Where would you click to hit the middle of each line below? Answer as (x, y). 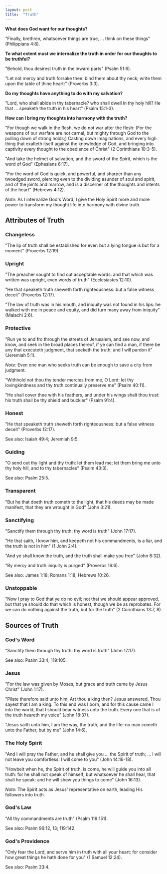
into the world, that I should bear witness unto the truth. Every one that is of (83, 710)
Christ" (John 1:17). (25, 689)
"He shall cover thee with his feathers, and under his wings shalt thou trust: (83, 395)
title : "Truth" (22, 15)
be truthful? (18, 59)
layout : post (19, 10)
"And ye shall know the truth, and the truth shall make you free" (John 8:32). (83, 556)
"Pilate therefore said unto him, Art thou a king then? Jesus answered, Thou (83, 699)
